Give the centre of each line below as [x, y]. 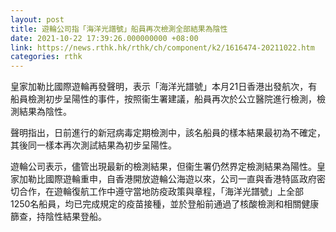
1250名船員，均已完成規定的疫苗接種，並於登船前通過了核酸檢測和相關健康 [165, 204]
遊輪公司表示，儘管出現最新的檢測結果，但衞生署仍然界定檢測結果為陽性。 [163, 167]
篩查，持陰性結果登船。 [58, 217]
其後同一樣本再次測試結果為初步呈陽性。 [93, 145]
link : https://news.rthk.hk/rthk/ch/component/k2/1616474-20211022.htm [162, 47]
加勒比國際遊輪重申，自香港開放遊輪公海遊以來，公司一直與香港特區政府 [167, 179]
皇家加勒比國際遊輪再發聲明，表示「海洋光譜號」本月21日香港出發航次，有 [164, 87]
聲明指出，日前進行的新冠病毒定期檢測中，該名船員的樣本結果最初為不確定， [168, 133]
